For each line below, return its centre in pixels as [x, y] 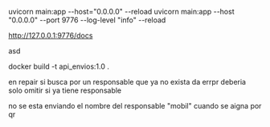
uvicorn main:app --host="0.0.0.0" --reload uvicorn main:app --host [121, 12]
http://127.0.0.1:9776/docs [51, 36]
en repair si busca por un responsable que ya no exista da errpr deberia [127, 82]
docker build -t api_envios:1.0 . [59, 66]
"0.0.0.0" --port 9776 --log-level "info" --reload [87, 20]
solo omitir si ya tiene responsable [65, 90]
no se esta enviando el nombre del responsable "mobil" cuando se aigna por [135, 106]
